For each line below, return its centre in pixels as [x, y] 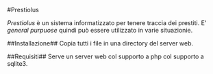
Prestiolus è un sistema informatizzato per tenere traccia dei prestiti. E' [107, 23]
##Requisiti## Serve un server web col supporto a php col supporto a [105, 56]
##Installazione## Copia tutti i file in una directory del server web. [100, 43]
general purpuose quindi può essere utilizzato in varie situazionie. [100, 30]
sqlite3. [17, 63]
